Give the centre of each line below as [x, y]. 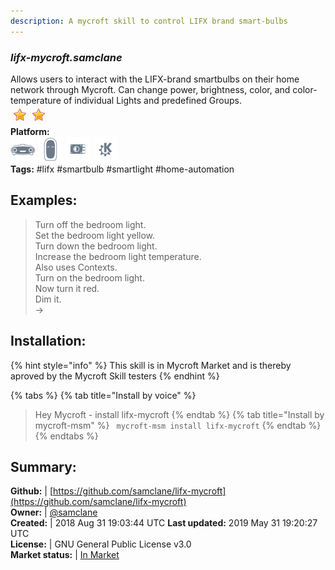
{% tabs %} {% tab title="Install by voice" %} [103, 395]
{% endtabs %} [66, 436]
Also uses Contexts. [76, 267]
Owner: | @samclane [54, 512]
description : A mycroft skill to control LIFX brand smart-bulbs [149, 21]
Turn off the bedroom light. [90, 224]
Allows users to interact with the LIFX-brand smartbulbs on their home [155, 79]
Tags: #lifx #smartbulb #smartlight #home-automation [122, 169]
